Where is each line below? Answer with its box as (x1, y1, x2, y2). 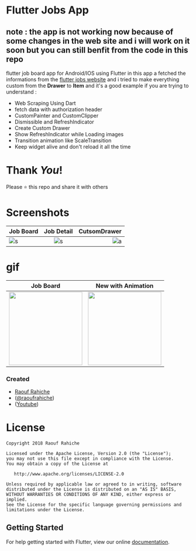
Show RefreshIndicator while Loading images (14, 131, 124, 137)
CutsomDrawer (78, 227, 122, 235)
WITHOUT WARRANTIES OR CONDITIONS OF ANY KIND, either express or (6, 492, 171, 498)
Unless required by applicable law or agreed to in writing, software (6, 481, 182, 487)
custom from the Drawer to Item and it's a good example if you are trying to (6, 82, 189, 89)
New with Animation (95, 281, 154, 290)
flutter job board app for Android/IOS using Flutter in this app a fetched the (6, 70, 186, 77)
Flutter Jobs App (6, 4, 89, 17)
